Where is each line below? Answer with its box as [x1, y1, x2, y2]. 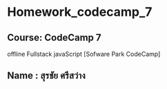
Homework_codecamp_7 [7, 4, 153, 20]
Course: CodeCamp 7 [7, 32, 101, 43]
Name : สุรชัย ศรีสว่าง [7, 70, 86, 81]
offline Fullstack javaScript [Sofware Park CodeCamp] [7, 50, 161, 58]
